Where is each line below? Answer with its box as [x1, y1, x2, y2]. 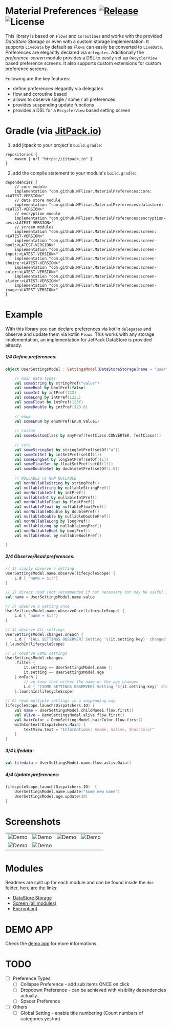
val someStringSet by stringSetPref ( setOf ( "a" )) [14, 447, 120, 453]
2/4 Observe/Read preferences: [5, 553, 75, 559]
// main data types [14, 376, 56, 381]
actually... [20, 993, 41, 999]
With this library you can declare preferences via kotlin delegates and [5, 326, 152, 332]
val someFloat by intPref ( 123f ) [14, 400, 83, 405]
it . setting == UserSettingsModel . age [24, 670, 104, 675]
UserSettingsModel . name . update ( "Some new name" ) [14, 789, 120, 794]
